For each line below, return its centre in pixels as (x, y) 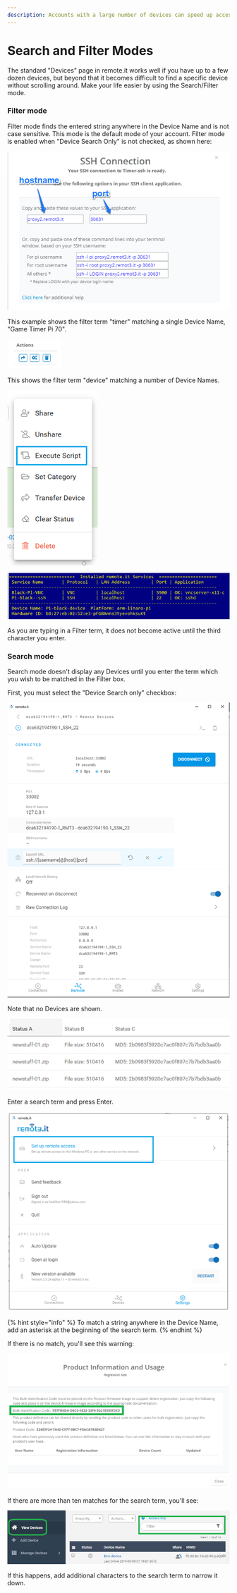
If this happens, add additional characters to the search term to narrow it (113, 1575)
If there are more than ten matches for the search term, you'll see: (103, 1501)
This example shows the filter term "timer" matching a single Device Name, (116, 322)
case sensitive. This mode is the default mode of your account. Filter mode (116, 133)
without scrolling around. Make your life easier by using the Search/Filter (113, 85)
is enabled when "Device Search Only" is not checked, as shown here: (110, 141)
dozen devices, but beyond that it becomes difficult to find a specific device (117, 78)
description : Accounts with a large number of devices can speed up (110, 15)
